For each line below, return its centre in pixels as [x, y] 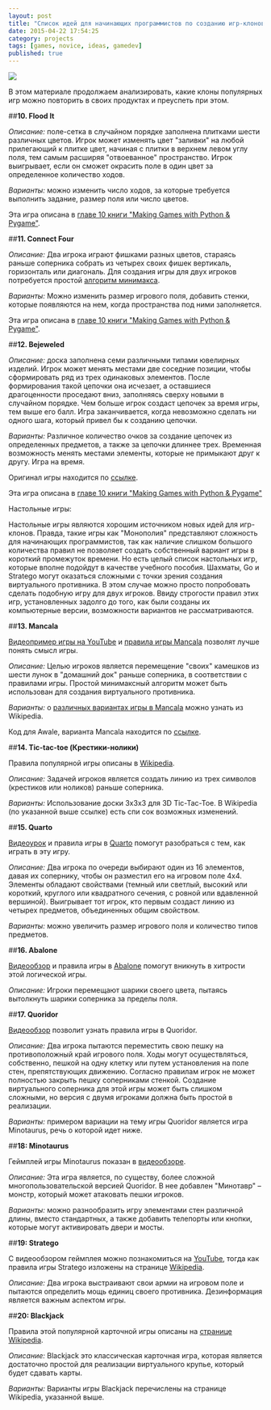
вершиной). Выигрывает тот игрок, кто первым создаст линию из [122, 902]
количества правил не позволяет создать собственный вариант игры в [131, 550]
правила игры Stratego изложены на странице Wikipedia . [106, 1267]
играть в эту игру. [40, 851]
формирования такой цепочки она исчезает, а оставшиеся [110, 386]
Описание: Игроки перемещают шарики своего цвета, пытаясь [118, 990]
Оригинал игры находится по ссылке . [73, 477]
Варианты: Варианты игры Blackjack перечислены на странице [117, 1389]
